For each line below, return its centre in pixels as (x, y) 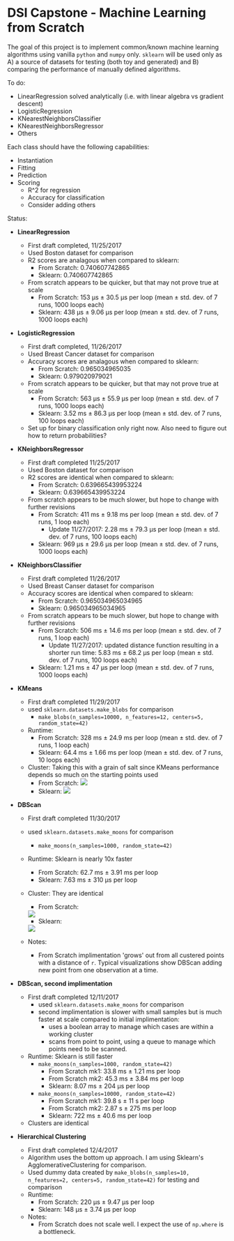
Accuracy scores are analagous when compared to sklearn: (113, 361)
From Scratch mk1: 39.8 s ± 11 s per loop (107, 1101)
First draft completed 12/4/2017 (73, 1150)
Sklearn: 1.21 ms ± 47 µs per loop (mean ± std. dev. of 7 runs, (126, 667)
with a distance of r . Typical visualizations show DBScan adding (130, 962)
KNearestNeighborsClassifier (59, 118)
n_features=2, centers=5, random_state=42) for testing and (114, 1180)
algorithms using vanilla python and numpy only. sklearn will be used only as (115, 54)
